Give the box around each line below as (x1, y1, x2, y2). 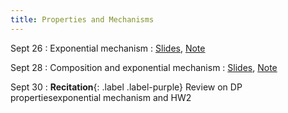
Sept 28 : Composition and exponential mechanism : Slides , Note (10, 61, 278, 73)
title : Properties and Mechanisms (10, 14, 155, 25)
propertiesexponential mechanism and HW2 (10, 91, 192, 103)
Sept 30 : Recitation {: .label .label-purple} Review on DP (10, 81, 243, 93)
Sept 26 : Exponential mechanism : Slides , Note (10, 42, 206, 54)
